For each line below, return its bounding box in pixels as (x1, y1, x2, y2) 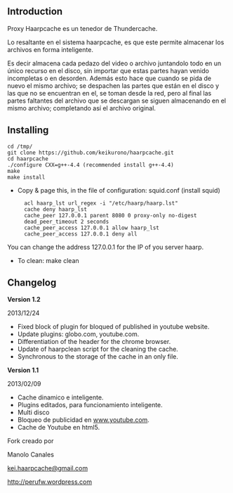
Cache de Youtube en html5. (17, 423, 100, 432)
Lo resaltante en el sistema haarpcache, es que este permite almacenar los (7, 38, 225, 46)
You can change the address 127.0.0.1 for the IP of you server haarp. (7, 243, 204, 251)
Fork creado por (7, 437, 54, 445)
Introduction (7, 6, 63, 18)
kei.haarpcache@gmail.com (7, 464, 88, 473)
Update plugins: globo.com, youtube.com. (17, 330, 140, 338)
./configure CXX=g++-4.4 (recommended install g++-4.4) (7, 161, 174, 168)
